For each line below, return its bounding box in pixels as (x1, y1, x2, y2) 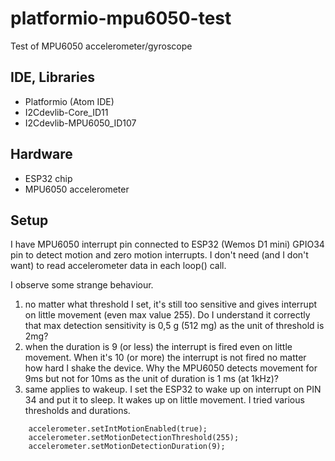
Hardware (10, 146, 73, 163)
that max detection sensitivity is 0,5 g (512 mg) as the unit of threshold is (24, 320, 325, 332)
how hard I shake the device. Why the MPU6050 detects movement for (24, 362, 318, 374)
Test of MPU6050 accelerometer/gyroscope (10, 40, 193, 52)
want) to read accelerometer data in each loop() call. (10, 260, 227, 272)
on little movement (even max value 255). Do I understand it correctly (24, 309, 311, 321)
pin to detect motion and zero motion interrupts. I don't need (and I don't (10, 249, 309, 261)
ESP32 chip (24, 172, 73, 184)
